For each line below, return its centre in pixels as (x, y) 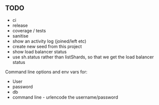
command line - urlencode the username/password (65, 97)
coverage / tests (29, 30)
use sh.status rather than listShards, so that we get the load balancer (83, 57)
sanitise (20, 36)
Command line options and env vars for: (46, 72)
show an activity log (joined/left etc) (49, 41)
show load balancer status (39, 52)
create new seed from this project (47, 46)
